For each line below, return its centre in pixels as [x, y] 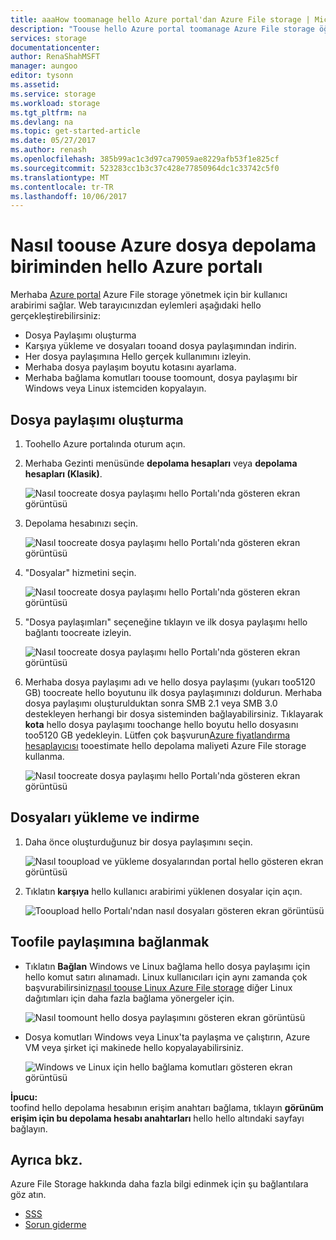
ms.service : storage [53, 94]
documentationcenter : [55, 47]
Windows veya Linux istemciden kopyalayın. [115, 388]
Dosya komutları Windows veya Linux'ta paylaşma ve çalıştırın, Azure [167, 1037]
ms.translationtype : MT [60, 177]
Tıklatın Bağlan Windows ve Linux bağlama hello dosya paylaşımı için [167, 966]
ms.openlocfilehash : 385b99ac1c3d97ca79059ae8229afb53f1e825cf [145, 159]
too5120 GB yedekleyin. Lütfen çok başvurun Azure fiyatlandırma [157, 735]
